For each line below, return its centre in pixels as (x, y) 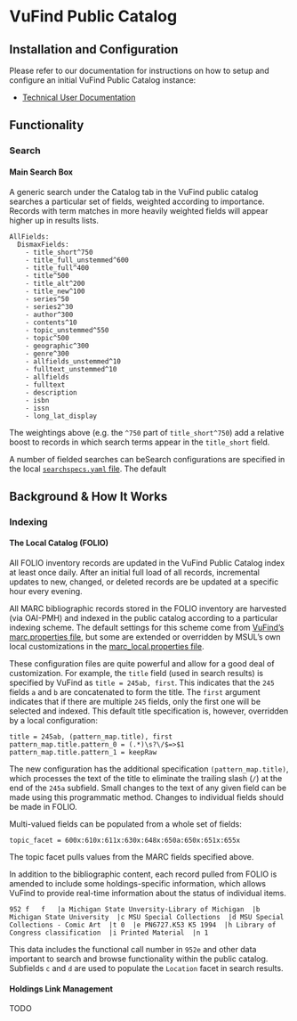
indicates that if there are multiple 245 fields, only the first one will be (135, 702)
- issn (37, 408)
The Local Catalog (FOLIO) (59, 543)
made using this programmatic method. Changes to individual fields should (147, 797)
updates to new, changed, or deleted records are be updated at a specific (144, 582)
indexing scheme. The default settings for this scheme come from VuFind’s (147, 628)
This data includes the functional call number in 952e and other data (133, 950)
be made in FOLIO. (43, 807)
